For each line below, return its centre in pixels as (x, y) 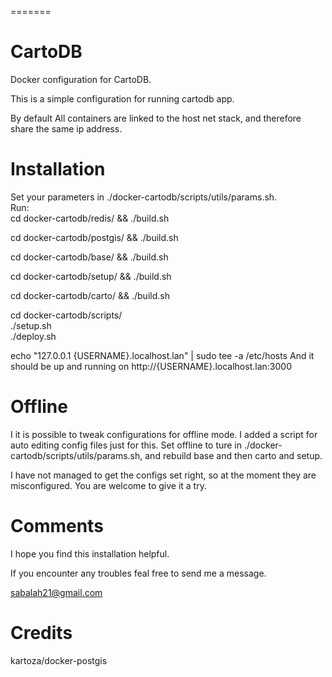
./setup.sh (31, 325)
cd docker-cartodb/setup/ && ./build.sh (91, 276)
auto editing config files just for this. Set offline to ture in (126, 445)
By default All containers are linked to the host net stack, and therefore (156, 118)
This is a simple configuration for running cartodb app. (122, 98)
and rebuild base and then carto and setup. (233, 455)
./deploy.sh (33, 336)
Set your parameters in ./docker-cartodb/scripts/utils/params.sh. (144, 197)
